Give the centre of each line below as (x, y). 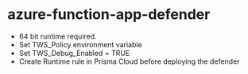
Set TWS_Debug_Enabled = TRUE (74, 53)
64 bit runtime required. (58, 36)
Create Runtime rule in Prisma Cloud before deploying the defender (129, 61)
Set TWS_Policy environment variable (80, 44)
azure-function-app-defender (109, 15)
